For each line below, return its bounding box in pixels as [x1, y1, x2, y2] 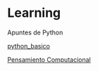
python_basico [7, 41, 51, 50]
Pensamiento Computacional [7, 55, 91, 64]
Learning [7, 5, 61, 21]
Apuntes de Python [7, 28, 63, 37]
